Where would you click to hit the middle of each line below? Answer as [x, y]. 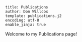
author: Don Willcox [27, 11]
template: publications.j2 [33, 16]
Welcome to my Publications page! [41, 34]
